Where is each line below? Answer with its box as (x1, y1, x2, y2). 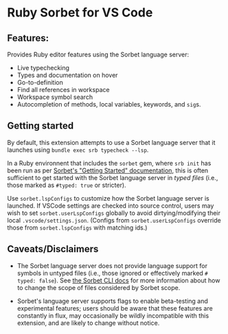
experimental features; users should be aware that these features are (16, 304, 213, 312)
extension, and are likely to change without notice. (16, 318, 160, 327)
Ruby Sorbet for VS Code (7, 5, 153, 21)
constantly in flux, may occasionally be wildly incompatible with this (16, 311, 209, 320)
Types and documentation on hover (16, 71, 118, 79)
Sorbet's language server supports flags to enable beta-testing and (16, 297, 208, 305)
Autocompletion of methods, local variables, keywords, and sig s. (16, 100, 201, 108)
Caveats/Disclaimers (7, 243, 99, 255)
